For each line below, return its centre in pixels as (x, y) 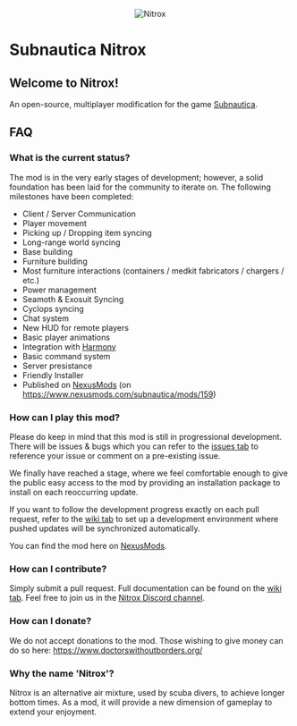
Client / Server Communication (79, 214)
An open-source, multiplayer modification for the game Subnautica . (133, 104)
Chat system (46, 318)
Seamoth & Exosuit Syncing (73, 299)
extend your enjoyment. (53, 712)
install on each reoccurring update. (74, 492)
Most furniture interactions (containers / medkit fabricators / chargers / (153, 270)
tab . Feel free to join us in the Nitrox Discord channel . (107, 598)
